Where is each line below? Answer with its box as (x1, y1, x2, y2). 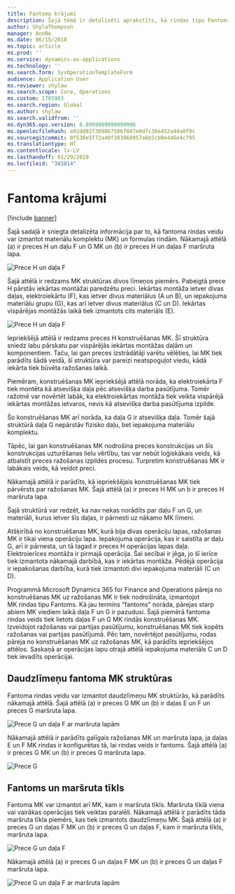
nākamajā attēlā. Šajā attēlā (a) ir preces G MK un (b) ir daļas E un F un (7, 698, 211, 707)
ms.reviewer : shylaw (7, 82, 68, 89)
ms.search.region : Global (7, 102, 83, 109)
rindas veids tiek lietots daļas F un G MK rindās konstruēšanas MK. (7, 615, 199, 623)
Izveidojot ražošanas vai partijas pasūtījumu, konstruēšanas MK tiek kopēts (7, 622, 224, 631)
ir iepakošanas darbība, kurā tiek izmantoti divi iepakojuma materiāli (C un (7, 564, 220, 572)
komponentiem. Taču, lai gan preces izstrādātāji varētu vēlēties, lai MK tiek (7, 348, 222, 357)
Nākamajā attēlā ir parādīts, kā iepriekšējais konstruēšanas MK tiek (7, 478, 201, 486)
